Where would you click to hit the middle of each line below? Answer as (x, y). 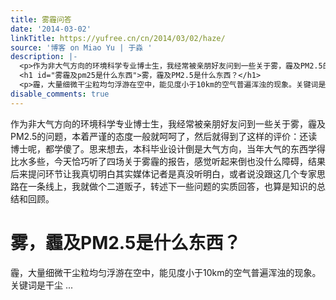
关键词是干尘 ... (42, 285)
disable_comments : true (60, 94)
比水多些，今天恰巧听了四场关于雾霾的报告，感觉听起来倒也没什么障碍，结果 (168, 161)
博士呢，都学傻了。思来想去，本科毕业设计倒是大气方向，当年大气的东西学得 (168, 148)
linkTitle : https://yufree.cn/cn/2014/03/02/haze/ (118, 38)
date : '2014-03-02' (51, 29)
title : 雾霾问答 (41, 19)
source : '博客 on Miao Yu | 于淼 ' (81, 47)
